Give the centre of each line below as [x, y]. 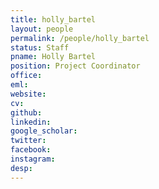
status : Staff [40, 47]
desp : [21, 168]
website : [28, 94]
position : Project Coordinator [75, 66]
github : [26, 112]
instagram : [33, 159]
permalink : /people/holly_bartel [80, 38]
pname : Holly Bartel [53, 57]
